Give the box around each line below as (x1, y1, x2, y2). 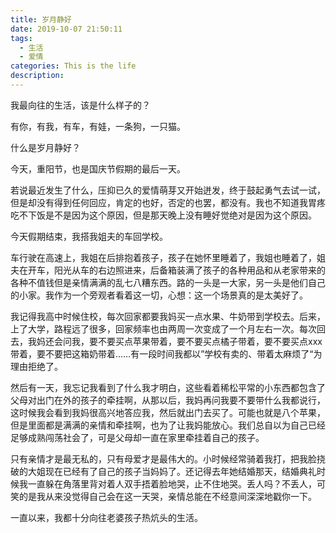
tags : (10, 33, 33, 43)
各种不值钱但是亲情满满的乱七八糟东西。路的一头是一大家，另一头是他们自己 (10, 276, 326, 288)
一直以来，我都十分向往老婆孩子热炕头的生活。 (10, 511, 203, 523)
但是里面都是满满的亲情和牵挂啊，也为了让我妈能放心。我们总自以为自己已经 (10, 419, 326, 431)
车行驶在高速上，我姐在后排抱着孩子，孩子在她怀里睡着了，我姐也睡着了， (10, 251, 317, 263)
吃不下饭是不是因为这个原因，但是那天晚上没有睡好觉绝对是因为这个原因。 (10, 209, 317, 221)
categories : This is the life (10, 61, 137, 71)
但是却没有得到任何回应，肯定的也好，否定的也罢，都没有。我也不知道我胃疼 (10, 196, 326, 208)
